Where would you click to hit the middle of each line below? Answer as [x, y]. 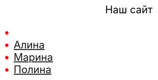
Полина [33, 69]
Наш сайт [129, 10]
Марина [33, 57]
